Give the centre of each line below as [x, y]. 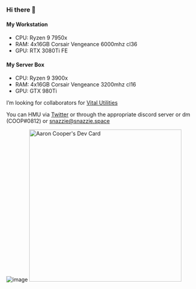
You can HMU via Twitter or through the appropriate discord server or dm [98, 114]
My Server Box [25, 64]
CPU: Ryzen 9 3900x [41, 78]
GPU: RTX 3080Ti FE [41, 50]
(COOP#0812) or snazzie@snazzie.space [58, 121]
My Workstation [27, 24]
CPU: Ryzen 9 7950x [41, 38]
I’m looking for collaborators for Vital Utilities [62, 103]
